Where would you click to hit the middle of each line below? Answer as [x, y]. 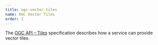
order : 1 [14, 19]
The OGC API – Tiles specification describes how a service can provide [79, 33]
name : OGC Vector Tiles [30, 14]
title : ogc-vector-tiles [31, 10]
